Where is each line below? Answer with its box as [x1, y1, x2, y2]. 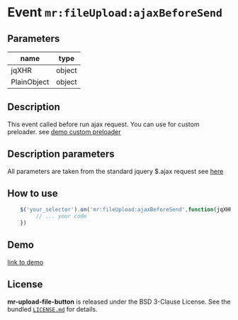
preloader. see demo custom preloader [7, 127, 121, 136]
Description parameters [7, 148, 115, 160]
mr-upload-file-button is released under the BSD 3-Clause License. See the [7, 297, 232, 306]
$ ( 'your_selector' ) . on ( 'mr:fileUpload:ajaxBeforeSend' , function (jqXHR [20, 206, 233, 214]
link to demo [7, 258, 44, 266]
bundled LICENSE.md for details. [7, 304, 98, 313]
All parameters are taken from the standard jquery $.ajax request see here [7, 167, 224, 175]
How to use [7, 187, 58, 199]
